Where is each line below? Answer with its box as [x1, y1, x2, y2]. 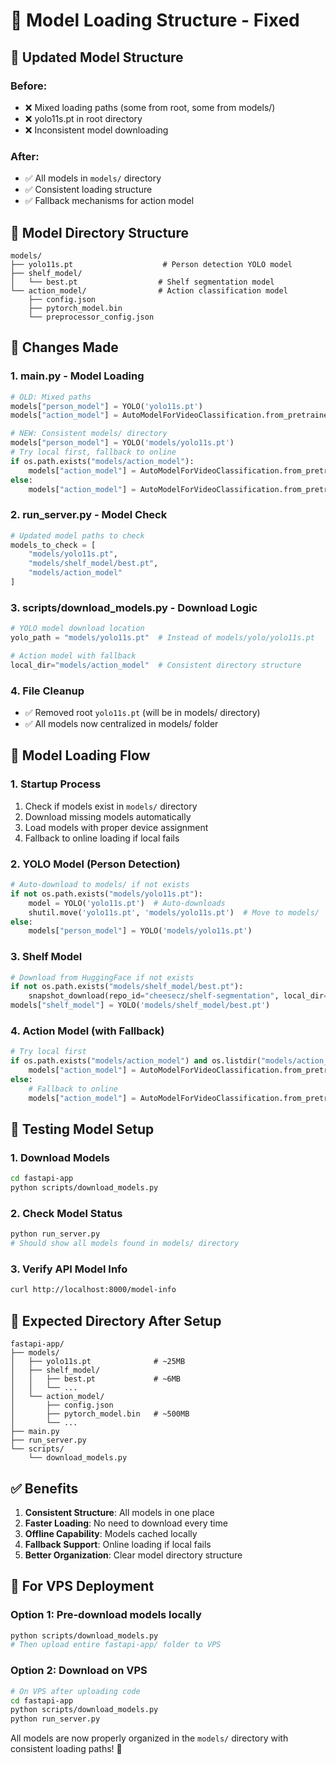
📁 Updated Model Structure [10, 49, 184, 66]
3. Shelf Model [10, 950, 83, 964]
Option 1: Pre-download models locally [10, 1608, 202, 1622]
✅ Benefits [10, 1480, 79, 1497]
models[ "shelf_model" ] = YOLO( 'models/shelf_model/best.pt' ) [10, 1000, 271, 1011]
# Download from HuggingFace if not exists [10, 972, 195, 983]
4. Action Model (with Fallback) [10, 1024, 165, 1038]
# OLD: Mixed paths [10, 392, 92, 402]
